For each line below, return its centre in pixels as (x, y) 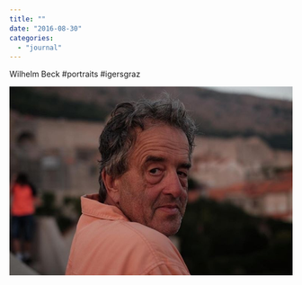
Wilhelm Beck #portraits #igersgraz (75, 74)
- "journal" (40, 48)
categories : (31, 38)
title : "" (28, 19)
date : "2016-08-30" (46, 28)
